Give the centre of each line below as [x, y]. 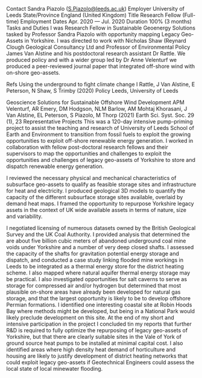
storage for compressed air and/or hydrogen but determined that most [94, 286]
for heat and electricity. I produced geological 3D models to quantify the [96, 191]
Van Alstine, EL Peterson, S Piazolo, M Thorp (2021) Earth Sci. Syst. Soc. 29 [100, 115]
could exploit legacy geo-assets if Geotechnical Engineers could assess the [100, 362]
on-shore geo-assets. [33, 73]
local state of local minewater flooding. [55, 369]
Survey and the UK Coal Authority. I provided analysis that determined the [98, 234]
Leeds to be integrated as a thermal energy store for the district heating [95, 266]
